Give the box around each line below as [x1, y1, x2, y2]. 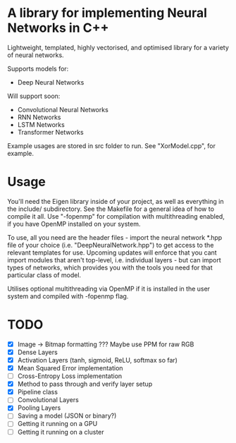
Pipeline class [17, 388, 58, 396]
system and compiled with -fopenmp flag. [7, 291, 129, 301]
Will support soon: [7, 92, 61, 100]
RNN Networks [17, 113, 61, 121]
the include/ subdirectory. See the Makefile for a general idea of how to [7, 205, 215, 213]
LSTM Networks [17, 120, 65, 128]
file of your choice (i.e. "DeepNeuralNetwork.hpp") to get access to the [7, 241, 214, 249]
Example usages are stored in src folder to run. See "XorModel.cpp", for [7, 141, 216, 150]
